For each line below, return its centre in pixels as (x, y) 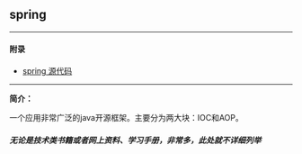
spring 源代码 (47, 71)
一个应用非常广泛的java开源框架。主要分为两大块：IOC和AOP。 (127, 118)
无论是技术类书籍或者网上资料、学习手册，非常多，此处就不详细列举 (135, 140)
